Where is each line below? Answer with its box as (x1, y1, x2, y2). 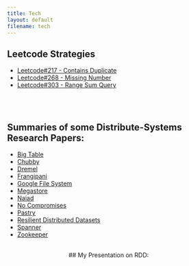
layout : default (7, 16, 53, 23)
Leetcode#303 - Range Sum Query (16, 81, 116, 89)
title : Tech (7, 10, 41, 17)
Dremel (16, 165, 38, 173)
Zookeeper (16, 230, 49, 239)
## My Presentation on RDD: (68, 251, 149, 259)
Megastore (16, 186, 48, 195)
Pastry (16, 208, 36, 217)
